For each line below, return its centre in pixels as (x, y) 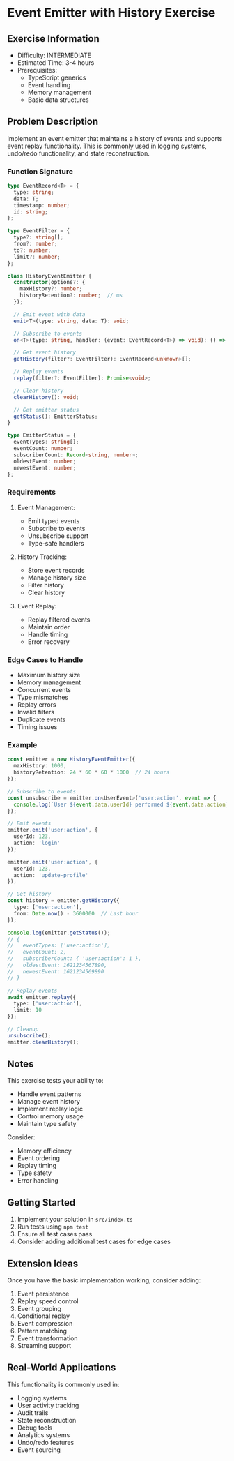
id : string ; (31, 212)
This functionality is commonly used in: (63, 1384)
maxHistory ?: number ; (51, 289)
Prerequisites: (37, 70)
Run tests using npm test (53, 1227)
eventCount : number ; (43, 449)
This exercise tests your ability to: (55, 1081)
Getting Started (41, 1202)
